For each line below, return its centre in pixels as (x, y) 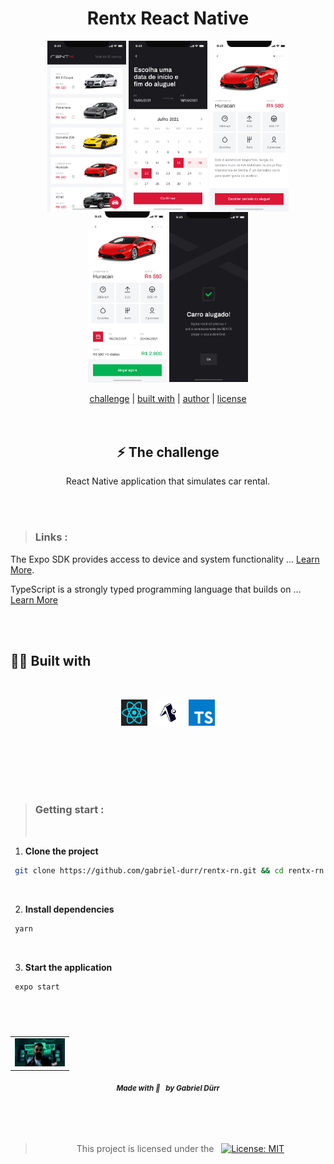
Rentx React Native (168, 18)
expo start (37, 987)
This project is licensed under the (145, 1148)
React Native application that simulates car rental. (168, 481)
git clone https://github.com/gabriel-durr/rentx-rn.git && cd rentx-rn (169, 870)
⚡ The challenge (168, 452)
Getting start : (69, 810)
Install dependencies (69, 909)
